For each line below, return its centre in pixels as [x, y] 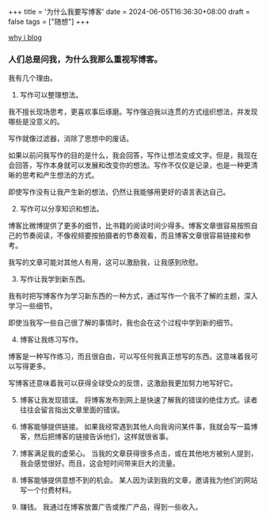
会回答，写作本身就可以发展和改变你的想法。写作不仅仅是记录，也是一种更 [129, 166]
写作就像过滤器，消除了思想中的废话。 [70, 139]
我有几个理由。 [32, 78]
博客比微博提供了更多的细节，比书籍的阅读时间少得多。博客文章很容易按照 [129, 226]
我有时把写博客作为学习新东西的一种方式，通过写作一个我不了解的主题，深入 [133, 296]
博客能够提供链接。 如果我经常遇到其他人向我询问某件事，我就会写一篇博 [139, 427]
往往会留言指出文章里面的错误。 [72, 410]
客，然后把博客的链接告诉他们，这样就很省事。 [96, 437]
